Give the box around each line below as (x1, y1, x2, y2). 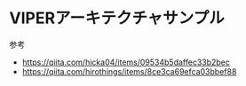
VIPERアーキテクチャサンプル (9, 8, 225, 28)
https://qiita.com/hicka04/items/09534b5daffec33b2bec (21, 57, 231, 67)
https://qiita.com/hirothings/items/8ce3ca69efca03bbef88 (21, 66, 237, 76)
